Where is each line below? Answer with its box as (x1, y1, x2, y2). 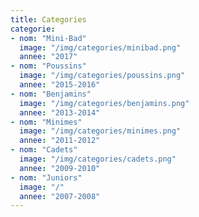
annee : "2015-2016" (19, 80, 101, 90)
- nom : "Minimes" (10, 117, 83, 127)
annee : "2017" (19, 52, 78, 62)
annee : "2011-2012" (19, 136, 101, 146)
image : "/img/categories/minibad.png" (19, 42, 182, 53)
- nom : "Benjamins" (10, 89, 92, 99)
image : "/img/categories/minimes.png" (19, 126, 182, 136)
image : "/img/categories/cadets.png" (19, 154, 177, 164)
